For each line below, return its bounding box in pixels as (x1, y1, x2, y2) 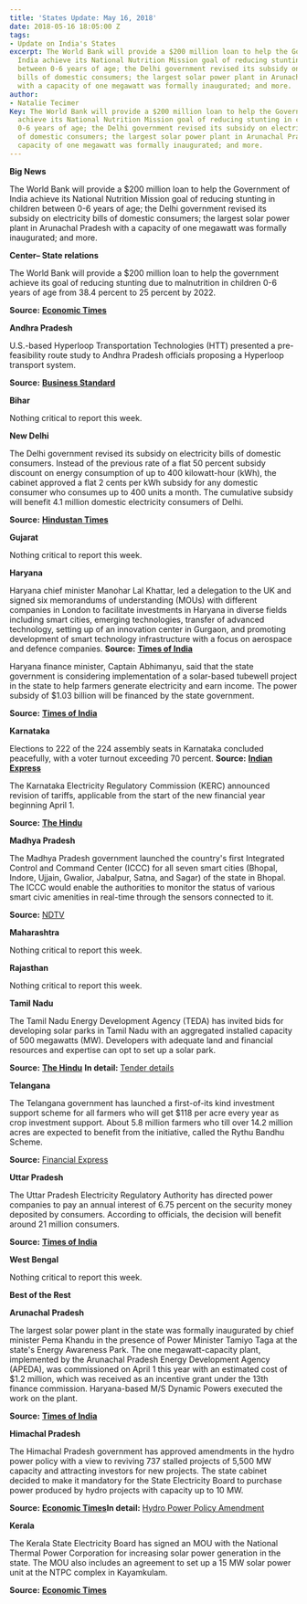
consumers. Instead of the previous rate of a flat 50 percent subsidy (9, 458, 267, 469)
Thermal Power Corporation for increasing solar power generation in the (9, 1547, 281, 1558)
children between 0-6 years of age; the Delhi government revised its (9, 203, 267, 214)
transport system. (9, 359, 76, 370)
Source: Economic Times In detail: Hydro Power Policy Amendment (9, 1502, 265, 1513)
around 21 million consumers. (9, 1219, 121, 1229)
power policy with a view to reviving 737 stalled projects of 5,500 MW (9, 1455, 272, 1466)
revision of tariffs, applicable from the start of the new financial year (9, 789, 266, 800)
